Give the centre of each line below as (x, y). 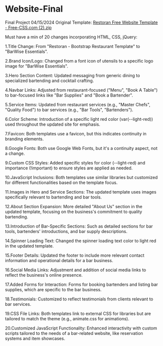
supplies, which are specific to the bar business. (53, 289)
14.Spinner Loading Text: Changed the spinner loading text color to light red (81, 241)
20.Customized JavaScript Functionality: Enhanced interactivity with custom (81, 328)
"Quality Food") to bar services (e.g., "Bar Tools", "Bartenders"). (69, 110)
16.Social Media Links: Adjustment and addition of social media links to (76, 270)
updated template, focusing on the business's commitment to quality (73, 212)
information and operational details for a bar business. (59, 260)
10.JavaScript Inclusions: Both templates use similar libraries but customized (81, 177)
